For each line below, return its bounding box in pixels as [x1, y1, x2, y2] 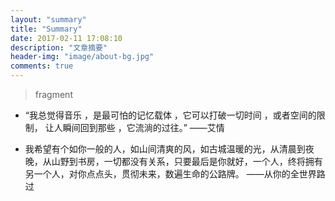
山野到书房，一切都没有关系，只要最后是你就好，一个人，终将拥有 [51, 156, 323, 167]
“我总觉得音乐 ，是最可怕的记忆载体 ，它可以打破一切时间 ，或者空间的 [24, 109, 317, 121]
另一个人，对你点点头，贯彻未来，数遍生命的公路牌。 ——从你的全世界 [24, 168, 317, 180]
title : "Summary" [10, 24, 83, 34]
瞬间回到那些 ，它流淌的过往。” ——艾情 [62, 122, 225, 133]
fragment [34, 89, 73, 100]
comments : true [10, 61, 74, 71]
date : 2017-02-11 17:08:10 [10, 33, 123, 43]
